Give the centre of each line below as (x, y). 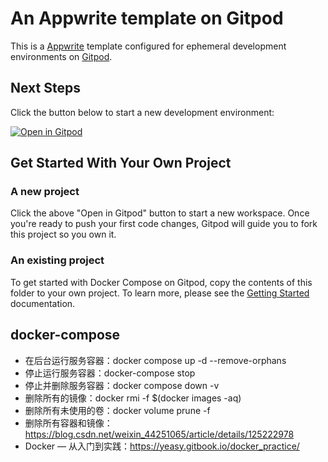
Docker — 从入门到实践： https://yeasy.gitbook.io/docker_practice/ (162, 446)
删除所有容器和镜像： (68, 423)
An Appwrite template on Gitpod (147, 18)
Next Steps (45, 88)
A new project (45, 192)
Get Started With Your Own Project (121, 163)
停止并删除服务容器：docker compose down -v (122, 385)
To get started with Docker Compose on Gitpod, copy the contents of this (161, 282)
